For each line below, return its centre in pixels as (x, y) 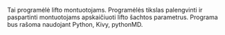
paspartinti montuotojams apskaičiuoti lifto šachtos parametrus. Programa (112, 17)
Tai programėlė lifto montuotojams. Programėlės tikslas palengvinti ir (105, 10)
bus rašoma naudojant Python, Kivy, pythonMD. (75, 24)
